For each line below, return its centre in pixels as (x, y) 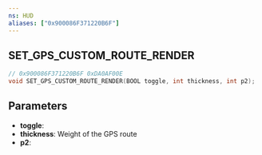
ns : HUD (21, 16)
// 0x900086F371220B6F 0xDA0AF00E (66, 74)
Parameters (38, 106)
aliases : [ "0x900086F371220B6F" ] (64, 23)
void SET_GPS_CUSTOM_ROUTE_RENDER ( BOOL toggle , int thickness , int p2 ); (132, 81)
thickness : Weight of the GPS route (78, 133)
